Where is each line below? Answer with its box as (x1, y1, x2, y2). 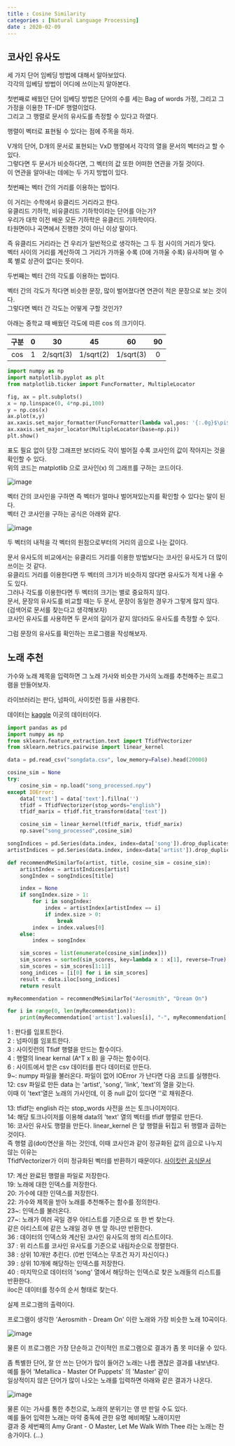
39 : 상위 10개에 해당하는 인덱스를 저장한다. (7, 1259, 126, 1268)
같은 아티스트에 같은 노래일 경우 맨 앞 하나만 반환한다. (7, 1224, 152, 1233)
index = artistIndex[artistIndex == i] (44, 905, 161, 912)
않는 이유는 (7, 1148, 38, 1156)
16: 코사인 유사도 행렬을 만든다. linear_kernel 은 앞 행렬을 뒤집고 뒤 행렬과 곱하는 (7, 1121, 227, 1130)
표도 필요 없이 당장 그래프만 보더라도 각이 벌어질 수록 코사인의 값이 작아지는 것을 (7, 446, 226, 454)
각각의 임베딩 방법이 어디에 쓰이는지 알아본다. (7, 80, 131, 88)
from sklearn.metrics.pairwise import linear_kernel (7, 744, 164, 751)
